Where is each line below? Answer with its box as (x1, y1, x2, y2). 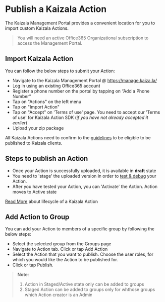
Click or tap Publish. (12, 262, 54, 268)
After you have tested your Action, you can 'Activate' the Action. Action (12, 183, 158, 190)
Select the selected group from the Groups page (12, 241, 111, 247)
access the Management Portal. (17, 40, 83, 46)
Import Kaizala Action (5, 55, 73, 63)
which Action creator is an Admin (24, 292, 93, 298)
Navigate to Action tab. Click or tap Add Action (12, 246, 108, 252)
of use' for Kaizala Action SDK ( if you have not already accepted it (12, 114, 149, 120)
